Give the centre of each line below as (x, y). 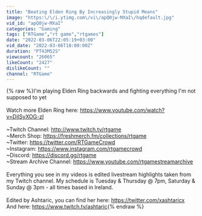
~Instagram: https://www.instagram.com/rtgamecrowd (74, 149)
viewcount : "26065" (31, 57)
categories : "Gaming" (34, 29)
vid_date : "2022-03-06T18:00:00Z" (50, 46)
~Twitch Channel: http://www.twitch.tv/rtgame (64, 129)
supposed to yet (27, 97)
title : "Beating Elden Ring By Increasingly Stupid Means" (82, 12)
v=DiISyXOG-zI (25, 117)
